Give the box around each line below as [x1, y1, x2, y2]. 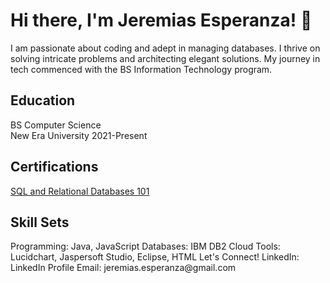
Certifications [10, 159, 99, 176]
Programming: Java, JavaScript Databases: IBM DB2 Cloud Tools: [10, 240, 281, 253]
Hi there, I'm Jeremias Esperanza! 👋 [10, 9, 313, 32]
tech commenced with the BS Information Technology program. [10, 63, 273, 75]
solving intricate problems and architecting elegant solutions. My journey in [10, 52, 321, 64]
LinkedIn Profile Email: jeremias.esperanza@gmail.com [10, 262, 237, 274]
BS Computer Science [10, 119, 102, 131]
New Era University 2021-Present [10, 129, 148, 141]
